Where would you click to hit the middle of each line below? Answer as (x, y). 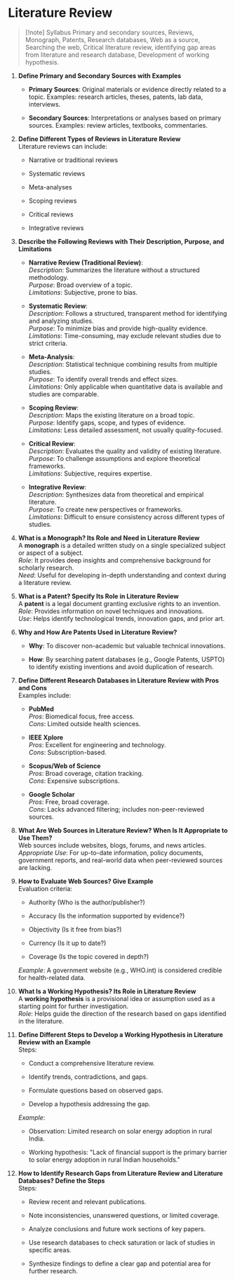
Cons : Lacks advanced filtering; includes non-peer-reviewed (116, 809)
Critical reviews (51, 214)
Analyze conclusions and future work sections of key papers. (117, 1228)
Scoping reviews (53, 201)
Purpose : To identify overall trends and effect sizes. (103, 379)
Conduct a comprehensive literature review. (92, 1063)
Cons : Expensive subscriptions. (74, 781)
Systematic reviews (57, 173)
